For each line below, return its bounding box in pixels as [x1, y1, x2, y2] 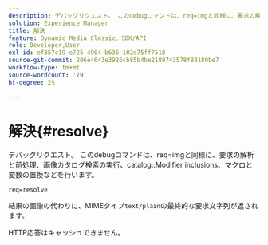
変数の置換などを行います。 [8, 170, 99, 180]
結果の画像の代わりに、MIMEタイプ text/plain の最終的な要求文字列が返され [8, 201, 258, 211]
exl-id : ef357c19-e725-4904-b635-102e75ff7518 [8, 49, 166, 57]
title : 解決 [8, 26, 45, 34]
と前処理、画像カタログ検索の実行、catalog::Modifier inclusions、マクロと [8, 160, 254, 170]
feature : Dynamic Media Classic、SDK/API [8, 34, 147, 42]
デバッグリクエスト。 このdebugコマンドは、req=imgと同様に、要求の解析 [8, 150, 254, 160]
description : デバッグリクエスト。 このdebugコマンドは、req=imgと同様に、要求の [8, 11, 255, 20]
